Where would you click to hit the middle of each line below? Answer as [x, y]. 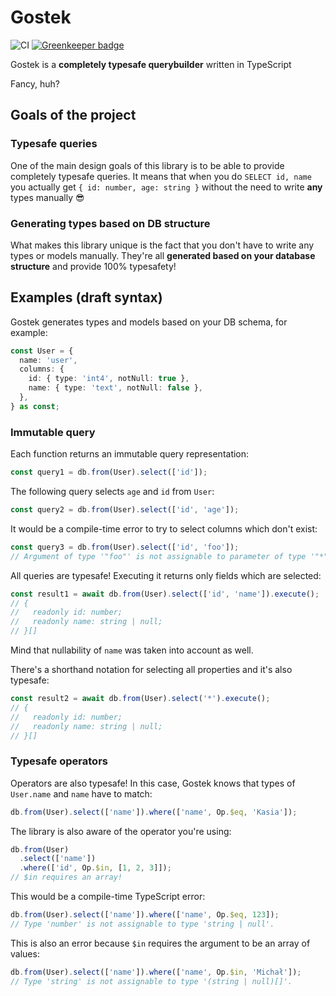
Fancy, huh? [35, 83]
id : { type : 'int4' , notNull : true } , [109, 379]
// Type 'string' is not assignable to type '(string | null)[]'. [151, 981]
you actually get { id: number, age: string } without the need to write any [166, 187]
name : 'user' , [48, 360]
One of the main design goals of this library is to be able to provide [147, 165]
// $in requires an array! [66, 877]
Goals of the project [73, 115]
